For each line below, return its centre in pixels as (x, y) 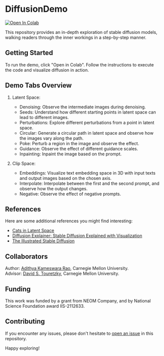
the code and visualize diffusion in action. (47, 70)
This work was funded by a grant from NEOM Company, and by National (78, 301)
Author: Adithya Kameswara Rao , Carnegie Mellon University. (67, 268)
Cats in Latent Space (33, 231)
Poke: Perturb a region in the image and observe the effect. (79, 143)
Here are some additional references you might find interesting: (69, 221)
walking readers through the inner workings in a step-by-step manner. (76, 37)
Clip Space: (24, 163)
